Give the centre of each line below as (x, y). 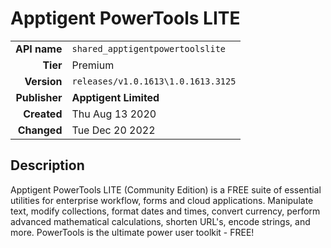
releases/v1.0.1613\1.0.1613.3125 (154, 81)
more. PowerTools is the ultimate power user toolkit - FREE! (132, 232)
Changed (40, 130)
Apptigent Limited (115, 97)
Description (47, 165)
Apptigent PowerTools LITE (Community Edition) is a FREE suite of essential (166, 189)
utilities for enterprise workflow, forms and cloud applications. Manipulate (162, 200)
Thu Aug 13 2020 (114, 114)
